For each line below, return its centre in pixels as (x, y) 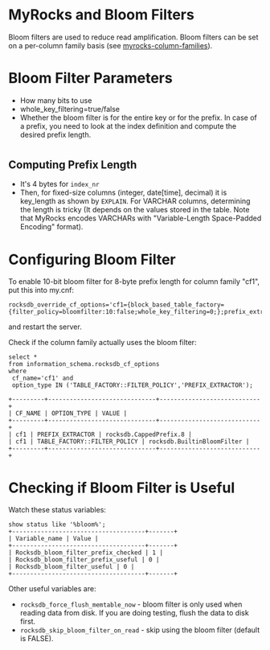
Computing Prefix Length (73, 165)
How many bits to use (56, 100)
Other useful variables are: (52, 589)
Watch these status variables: (57, 510)
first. (28, 622)
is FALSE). (37, 639)
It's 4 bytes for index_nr (59, 184)
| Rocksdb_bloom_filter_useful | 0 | (72, 567)
